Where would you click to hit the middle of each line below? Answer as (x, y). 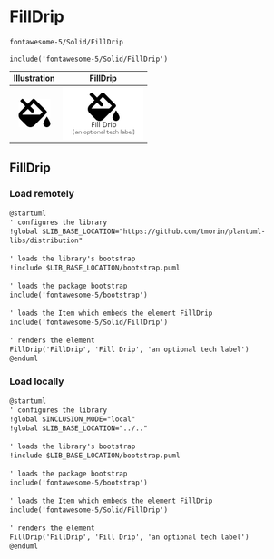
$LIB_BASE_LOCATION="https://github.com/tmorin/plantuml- (154, 231)
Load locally (37, 381)
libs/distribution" (46, 240)
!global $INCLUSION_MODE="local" (73, 419)
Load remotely (42, 193)
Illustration (34, 78)
